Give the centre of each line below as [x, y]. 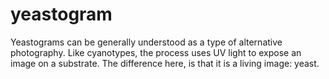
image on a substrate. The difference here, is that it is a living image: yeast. [165, 63]
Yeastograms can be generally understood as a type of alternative [146, 42]
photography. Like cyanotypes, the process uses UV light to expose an [156, 52]
